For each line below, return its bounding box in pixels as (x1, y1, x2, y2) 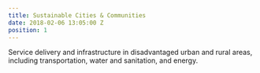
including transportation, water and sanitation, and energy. (8, 56, 199, 65)
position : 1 (8, 26, 47, 34)
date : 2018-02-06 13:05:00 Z (8, 19, 104, 27)
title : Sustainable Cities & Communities (8, 11, 147, 20)
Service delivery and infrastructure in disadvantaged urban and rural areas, (8, 48, 253, 57)
